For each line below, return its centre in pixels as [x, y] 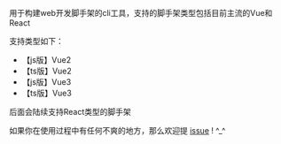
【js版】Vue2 [47, 60]
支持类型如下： [36, 41]
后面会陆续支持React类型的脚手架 [70, 112]
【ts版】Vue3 [47, 93]
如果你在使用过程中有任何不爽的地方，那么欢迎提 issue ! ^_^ [117, 130]
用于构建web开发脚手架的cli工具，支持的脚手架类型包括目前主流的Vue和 [141, 13]
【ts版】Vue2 [47, 71]
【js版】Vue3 [47, 82]
